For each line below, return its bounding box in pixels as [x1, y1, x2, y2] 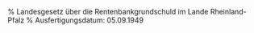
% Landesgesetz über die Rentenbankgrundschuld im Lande [7, 7, 209, 16]
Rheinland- [210, 7, 247, 16]
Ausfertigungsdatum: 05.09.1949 [35, 15, 144, 25]
